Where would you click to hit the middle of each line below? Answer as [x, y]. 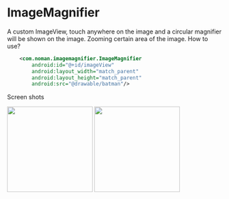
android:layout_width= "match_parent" [85, 71]
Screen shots [26, 97]
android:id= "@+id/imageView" [73, 65]
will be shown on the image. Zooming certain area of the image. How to [108, 38]
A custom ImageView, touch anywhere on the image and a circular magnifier [114, 31]
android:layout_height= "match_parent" [87, 78]
